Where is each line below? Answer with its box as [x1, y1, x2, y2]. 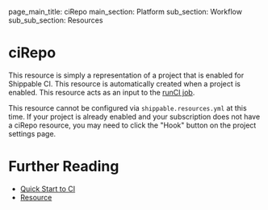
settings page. [8, 128, 57, 138]
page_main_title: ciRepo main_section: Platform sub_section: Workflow [8, 7, 242, 16]
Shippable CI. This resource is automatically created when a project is [8, 78, 241, 88]
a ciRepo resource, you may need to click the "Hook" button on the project [8, 120, 257, 130]
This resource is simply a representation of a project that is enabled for [8, 70, 245, 80]
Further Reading [8, 157, 119, 176]
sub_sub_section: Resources [8, 15, 103, 25]
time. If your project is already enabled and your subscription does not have [8, 111, 261, 121]
